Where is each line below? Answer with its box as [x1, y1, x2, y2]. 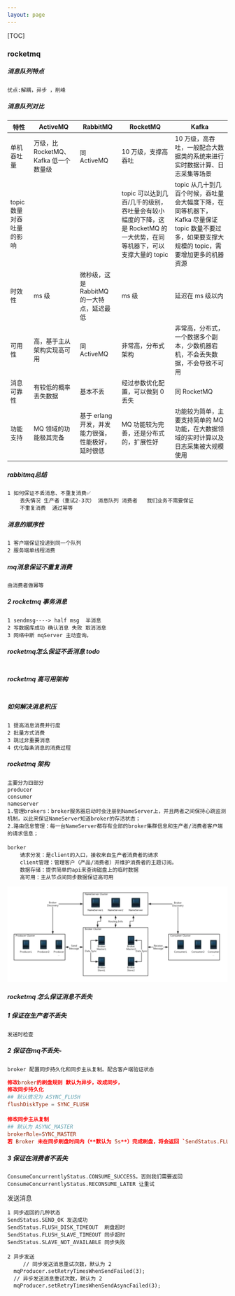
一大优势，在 [121, 233, 159, 242]
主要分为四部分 [7, 779, 44, 786]
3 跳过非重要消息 [7, 737, 50, 744]
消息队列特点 [7, 67, 44, 76]
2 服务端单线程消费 [7, 547, 56, 554]
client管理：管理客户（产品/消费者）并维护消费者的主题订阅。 [20, 858, 177, 866]
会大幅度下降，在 [174, 198, 225, 207]
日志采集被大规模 [174, 442, 225, 451]
